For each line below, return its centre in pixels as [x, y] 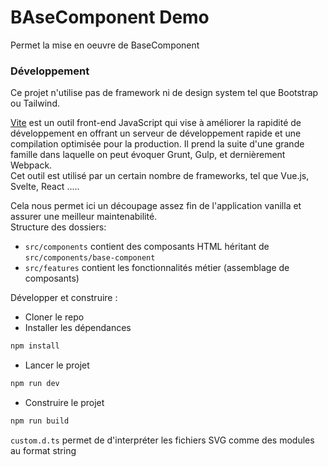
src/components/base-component [90, 258]
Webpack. [31, 165]
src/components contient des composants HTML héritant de [147, 247]
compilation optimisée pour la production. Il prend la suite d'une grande [157, 144]
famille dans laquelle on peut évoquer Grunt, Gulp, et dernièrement [148, 155]
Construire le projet [64, 402]
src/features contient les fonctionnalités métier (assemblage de [157, 268]
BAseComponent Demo [110, 17]
